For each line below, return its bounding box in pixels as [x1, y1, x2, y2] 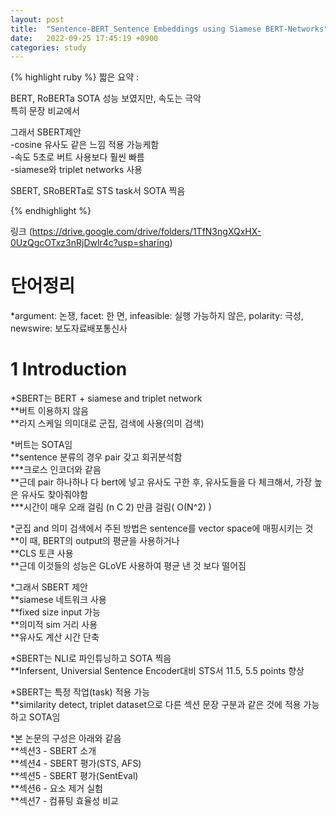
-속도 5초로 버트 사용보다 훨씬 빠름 [10, 151, 145, 163]
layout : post [10, 14, 65, 25]
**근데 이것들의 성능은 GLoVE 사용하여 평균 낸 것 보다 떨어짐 [10, 560, 247, 572]
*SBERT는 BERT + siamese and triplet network [10, 392, 203, 405]
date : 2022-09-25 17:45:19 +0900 [10, 33, 159, 43]
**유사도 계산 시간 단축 [10, 631, 100, 643]
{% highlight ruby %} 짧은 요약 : [10, 71, 140, 83]
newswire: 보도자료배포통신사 [10, 322, 128, 335]
